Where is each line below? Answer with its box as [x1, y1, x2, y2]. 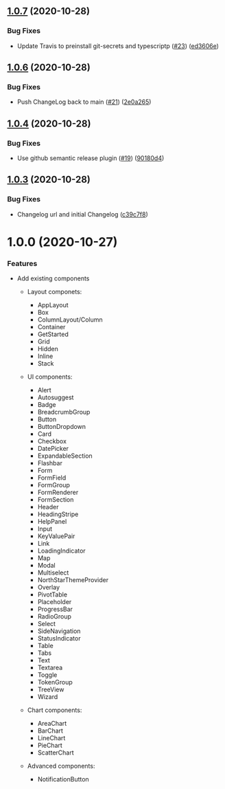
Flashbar [37, 459, 63, 467]
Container [37, 323, 66, 331]
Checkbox [37, 437, 67, 445]
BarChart [37, 726, 64, 735]
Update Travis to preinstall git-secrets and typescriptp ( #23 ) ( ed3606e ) [16, 41, 220, 50]
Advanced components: [27, 762, 95, 770]
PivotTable [37, 590, 67, 599]
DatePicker [37, 445, 69, 453]
